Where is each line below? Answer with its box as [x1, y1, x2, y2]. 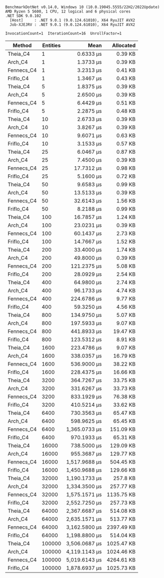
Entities [42, 42, 61, 49]
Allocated [112, 42, 136, 49]
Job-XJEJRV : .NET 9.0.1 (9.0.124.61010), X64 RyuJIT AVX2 [9, 22, 135, 27]
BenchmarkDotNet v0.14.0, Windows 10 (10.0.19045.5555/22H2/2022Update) [5, 5, 160, 10]
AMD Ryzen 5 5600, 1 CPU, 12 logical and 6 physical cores [5, 9, 131, 14]
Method [12, 42, 32, 49]
